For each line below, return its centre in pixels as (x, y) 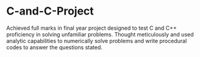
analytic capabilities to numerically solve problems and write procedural (97, 41)
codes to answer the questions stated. (54, 47)
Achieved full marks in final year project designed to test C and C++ (91, 28)
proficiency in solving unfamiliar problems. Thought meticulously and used (100, 34)
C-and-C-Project (50, 11)
